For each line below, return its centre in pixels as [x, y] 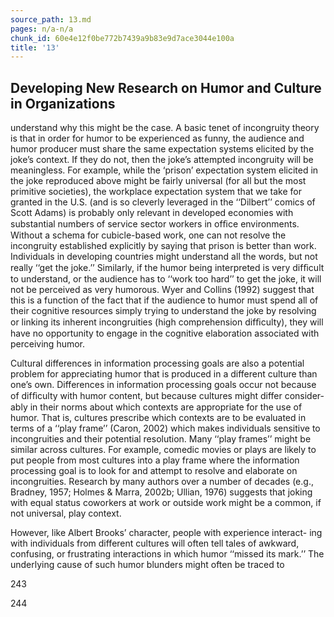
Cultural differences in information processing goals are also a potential [157, 363]
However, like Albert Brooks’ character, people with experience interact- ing [166, 533]
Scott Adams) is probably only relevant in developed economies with [152, 213]
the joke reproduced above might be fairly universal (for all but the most [158, 181]
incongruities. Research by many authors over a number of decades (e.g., [162, 482]
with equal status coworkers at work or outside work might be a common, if [166, 503]
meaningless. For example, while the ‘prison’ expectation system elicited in [164, 170]
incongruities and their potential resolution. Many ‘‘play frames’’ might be [161, 439]
